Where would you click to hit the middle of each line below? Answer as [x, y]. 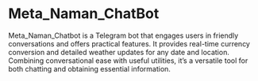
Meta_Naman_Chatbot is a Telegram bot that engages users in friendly [123, 35]
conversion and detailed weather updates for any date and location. [119, 52]
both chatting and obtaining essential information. [89, 68]
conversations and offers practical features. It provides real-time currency [129, 43]
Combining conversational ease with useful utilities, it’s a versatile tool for [128, 61]
